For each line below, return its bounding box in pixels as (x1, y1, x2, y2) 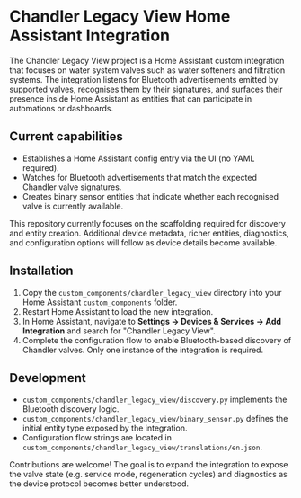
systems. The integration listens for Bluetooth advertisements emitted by (9, 74, 279, 84)
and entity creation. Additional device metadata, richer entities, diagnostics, (9, 227, 289, 238)
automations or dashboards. (9, 102, 114, 113)
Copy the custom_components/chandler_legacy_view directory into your (22, 287, 282, 298)
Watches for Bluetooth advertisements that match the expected (22, 172, 258, 182)
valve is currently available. (22, 200, 124, 211)
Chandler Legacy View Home (9, 6, 231, 27)
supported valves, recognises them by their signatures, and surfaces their (9, 84, 283, 94)
